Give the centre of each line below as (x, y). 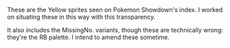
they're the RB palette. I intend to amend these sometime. (89, 37)
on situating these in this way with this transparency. (81, 17)
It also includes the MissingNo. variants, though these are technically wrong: (115, 30)
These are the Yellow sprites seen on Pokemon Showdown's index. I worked (115, 10)
